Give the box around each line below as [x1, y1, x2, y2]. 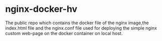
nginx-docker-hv [5, 3, 78, 15]
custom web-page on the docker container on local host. [5, 30, 123, 36]
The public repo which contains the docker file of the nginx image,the [5, 20, 149, 26]
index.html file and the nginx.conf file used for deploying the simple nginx [5, 25, 157, 31]
